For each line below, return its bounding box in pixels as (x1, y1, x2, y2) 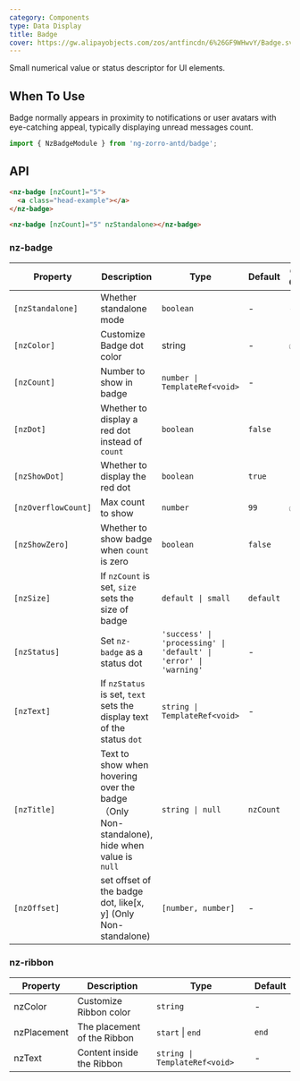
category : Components (9, 13, 90, 22)
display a (100, 413, 138, 425)
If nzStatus (100, 677, 146, 689)
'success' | (161, 628, 212, 639)
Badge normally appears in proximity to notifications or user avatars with (9, 113, 277, 123)
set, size (100, 581, 137, 593)
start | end (155, 1026, 202, 1038)
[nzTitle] (13, 804, 55, 814)
